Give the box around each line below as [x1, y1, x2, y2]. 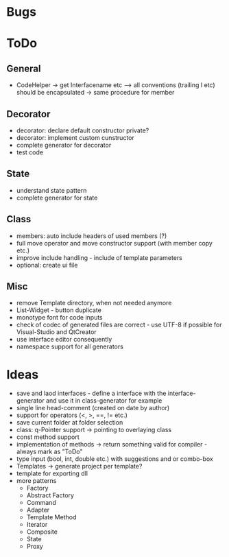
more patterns [16, 477, 57, 485]
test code [16, 148, 44, 156]
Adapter [26, 506, 50, 514]
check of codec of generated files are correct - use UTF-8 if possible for [16, 320, 222, 329]
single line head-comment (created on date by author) [16, 404, 170, 412]
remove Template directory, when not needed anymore [16, 299, 172, 307]
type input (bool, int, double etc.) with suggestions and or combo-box [16, 455, 213, 463]
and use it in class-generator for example [46, 396, 162, 405]
